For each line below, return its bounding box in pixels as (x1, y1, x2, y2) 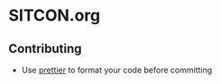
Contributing (8, 41, 82, 56)
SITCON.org (8, 5, 101, 26)
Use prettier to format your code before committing (21, 64, 213, 75)
